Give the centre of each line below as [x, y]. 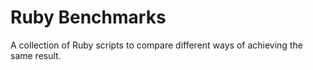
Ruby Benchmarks [88, 17]
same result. [36, 55]
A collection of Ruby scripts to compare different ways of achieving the [156, 45]
